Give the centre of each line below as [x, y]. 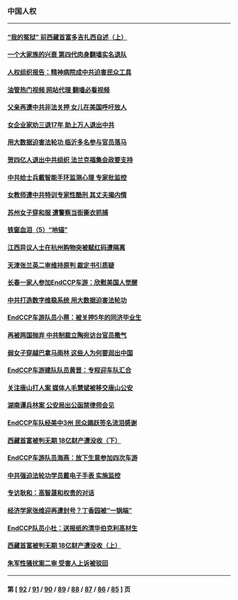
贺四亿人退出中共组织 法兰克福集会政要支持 [70, 160]
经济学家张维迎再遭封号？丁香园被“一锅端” [70, 510]
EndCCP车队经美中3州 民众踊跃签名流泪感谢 [72, 422]
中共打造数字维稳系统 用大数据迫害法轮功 [67, 300]
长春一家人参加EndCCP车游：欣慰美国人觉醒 [73, 283]
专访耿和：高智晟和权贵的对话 [51, 493]
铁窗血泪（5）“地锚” [38, 230]
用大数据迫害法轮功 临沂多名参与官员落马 [67, 142]
